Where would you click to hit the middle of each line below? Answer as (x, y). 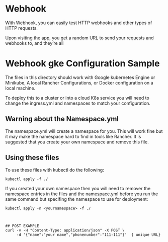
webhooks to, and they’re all (34, 43)
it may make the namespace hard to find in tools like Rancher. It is (73, 136)
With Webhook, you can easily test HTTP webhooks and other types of (79, 23)
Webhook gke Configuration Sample (82, 64)
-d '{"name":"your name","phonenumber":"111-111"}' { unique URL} (89, 234)
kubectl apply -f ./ (27, 179)
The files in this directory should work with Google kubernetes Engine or (80, 77)
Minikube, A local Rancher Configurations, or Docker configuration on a (79, 83)
